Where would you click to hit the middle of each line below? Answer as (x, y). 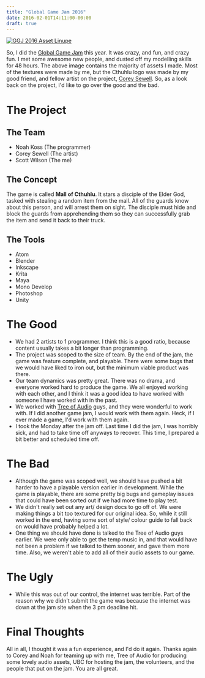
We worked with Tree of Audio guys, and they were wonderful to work (104, 406)
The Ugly (30, 577)
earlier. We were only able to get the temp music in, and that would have (106, 539)
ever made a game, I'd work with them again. (72, 420)
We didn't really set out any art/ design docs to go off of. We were (98, 507)
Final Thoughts (45, 632)
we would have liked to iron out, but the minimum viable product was (102, 367)
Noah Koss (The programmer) (53, 147)
